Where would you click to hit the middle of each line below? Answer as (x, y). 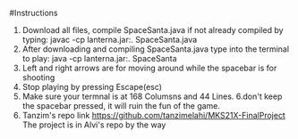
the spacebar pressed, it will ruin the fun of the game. (121, 106)
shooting (38, 78)
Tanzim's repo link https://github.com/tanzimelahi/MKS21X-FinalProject (154, 115)
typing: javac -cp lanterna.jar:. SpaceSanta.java (110, 40)
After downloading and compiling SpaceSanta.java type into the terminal (155, 49)
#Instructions (34, 13)
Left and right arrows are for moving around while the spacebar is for (149, 68)
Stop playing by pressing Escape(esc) (92, 87)
